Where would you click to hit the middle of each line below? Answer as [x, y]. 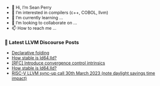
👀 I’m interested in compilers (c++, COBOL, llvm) [60, 12]
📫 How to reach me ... [34, 28]
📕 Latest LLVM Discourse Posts [42, 42]
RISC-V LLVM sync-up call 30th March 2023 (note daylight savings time [83, 73]
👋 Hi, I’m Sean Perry [31, 7]
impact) [19, 78]
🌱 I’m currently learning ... [37, 18]
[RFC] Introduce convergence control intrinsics [58, 63]
